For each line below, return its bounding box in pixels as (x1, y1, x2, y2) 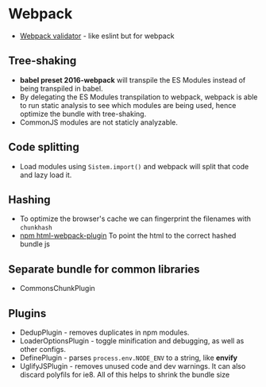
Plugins (8, 307, 47, 320)
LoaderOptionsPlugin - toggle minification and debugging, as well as (19, 336, 245, 346)
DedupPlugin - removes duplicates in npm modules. (19, 327, 190, 337)
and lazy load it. (19, 170, 72, 180)
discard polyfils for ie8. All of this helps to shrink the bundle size (19, 370, 230, 379)
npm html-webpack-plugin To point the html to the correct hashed (19, 231, 237, 241)
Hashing (8, 192, 51, 207)
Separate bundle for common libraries (8, 262, 200, 276)
